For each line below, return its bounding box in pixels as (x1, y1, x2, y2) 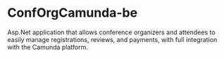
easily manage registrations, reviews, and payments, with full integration (7, 35, 218, 43)
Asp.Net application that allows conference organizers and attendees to (7, 28, 216, 36)
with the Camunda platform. (7, 43, 88, 51)
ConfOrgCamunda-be (7, 5, 138, 21)
